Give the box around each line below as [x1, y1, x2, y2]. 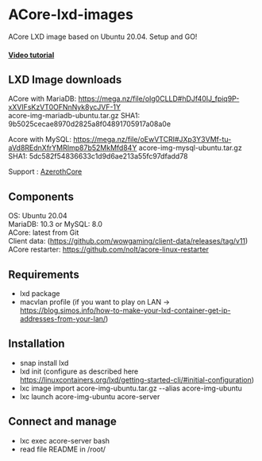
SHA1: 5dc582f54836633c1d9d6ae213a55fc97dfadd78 [8, 152, 188, 161]
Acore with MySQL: [8, 135, 72, 144]
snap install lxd [19, 358, 69, 367]
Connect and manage [8, 415, 117, 428]
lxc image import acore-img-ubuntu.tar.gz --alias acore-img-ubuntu [19, 383, 242, 393]
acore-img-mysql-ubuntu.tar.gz [138, 143, 242, 152]
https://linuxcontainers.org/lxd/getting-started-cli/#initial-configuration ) [19, 375, 255, 384]
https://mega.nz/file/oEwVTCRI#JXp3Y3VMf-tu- [73, 135, 232, 144]
